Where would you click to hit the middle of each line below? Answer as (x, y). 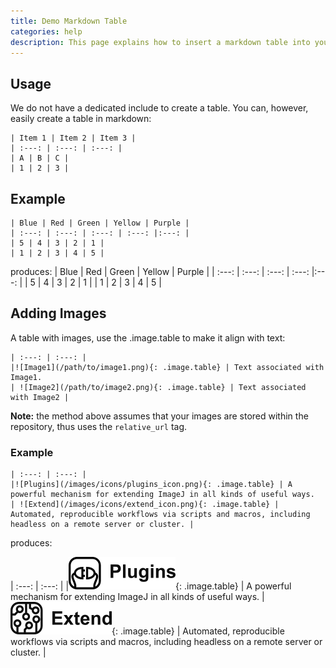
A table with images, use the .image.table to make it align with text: (148, 337)
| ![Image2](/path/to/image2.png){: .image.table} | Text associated (158, 387)
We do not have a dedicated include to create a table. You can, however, (159, 108)
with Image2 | (40, 397)
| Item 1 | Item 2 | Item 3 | (73, 138)
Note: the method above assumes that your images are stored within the (159, 416)
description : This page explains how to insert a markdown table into (160, 42)
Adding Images (58, 313)
